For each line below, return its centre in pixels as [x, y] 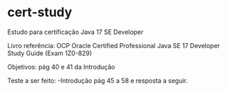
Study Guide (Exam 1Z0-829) [50, 53]
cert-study [40, 12]
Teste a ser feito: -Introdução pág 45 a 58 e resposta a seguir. [98, 80]
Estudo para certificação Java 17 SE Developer [75, 32]
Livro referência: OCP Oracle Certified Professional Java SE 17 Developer [114, 45]
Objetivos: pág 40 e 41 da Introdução [61, 67]
